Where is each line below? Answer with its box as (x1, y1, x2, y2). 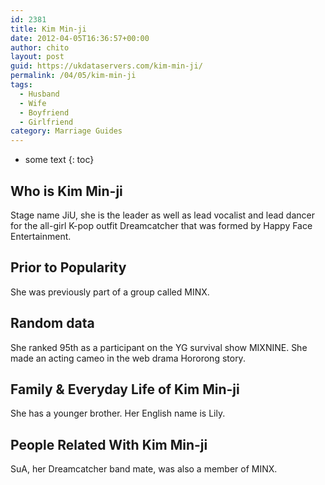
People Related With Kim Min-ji (10, 436, 208, 453)
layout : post (10, 52, 65, 62)
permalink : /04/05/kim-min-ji (10, 71, 137, 81)
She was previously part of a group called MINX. (10, 286, 210, 298)
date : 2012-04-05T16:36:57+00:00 (10, 33, 150, 43)
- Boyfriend (19, 107, 70, 118)
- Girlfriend (19, 117, 74, 127)
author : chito (10, 42, 70, 53)
